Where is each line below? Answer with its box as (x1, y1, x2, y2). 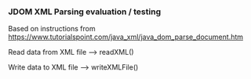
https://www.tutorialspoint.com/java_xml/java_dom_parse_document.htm (8, 32, 244, 41)
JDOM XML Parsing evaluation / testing (8, 6, 162, 17)
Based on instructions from (8, 24, 96, 34)
